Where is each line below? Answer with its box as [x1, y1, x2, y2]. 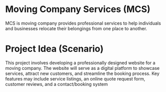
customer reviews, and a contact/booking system [5, 81, 108, 87]
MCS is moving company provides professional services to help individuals [5, 20, 161, 26]
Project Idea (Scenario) [5, 43, 104, 55]
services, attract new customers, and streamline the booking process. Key [5, 70, 160, 76]
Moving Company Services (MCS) [5, 4, 150, 15]
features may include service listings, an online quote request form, [5, 75, 145, 81]
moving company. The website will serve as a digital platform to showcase [5, 65, 160, 71]
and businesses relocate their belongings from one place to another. [5, 25, 147, 31]
